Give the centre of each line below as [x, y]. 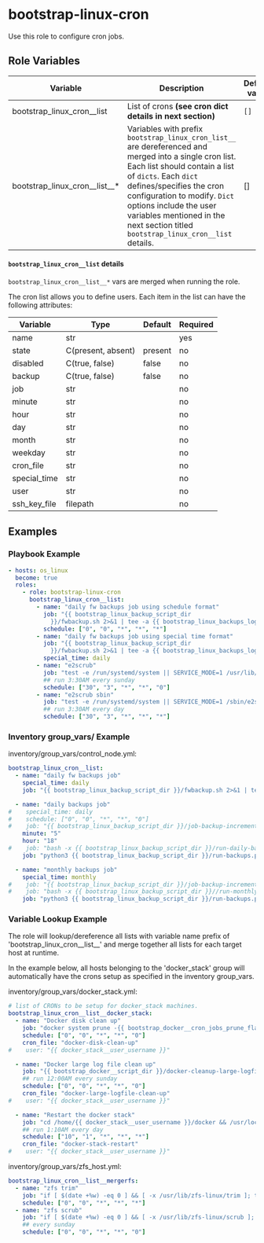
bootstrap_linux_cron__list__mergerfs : [73, 1181]
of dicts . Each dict [163, 176]
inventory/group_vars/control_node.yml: [73, 754]
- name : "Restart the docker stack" [75, 1115]
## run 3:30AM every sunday [89, 680]
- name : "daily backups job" [63, 804]
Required [196, 324]
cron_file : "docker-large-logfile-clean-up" [96, 1094]
